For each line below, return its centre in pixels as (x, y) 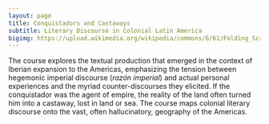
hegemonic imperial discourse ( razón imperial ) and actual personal (119, 78)
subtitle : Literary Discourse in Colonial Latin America (105, 30)
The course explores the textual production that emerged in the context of (130, 61)
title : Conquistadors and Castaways (69, 23)
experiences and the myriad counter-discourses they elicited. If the (119, 86)
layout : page (30, 16)
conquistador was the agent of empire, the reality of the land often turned (130, 95)
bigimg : (21, 38)
